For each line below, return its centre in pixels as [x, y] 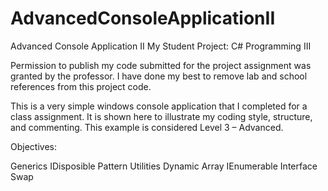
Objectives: [33, 146]
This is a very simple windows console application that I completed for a [159, 106]
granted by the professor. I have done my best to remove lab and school [159, 76]
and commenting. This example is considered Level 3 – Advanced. [147, 127]
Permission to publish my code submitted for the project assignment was [161, 65]
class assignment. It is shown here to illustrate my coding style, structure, [161, 116]
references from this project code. [81, 86]
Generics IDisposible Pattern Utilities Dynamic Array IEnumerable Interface [164, 166]
